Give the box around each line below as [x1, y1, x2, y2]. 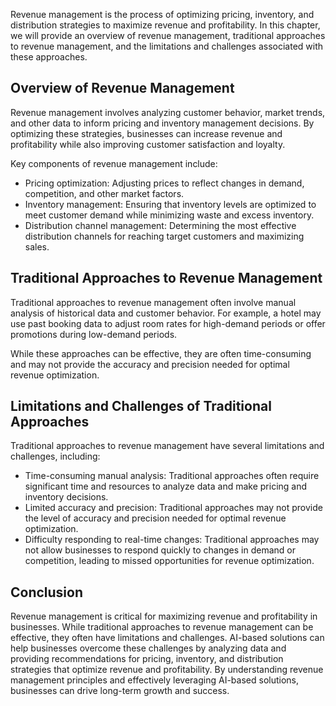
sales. [24, 240, 50, 253]
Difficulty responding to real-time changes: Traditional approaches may [24, 534, 320, 546]
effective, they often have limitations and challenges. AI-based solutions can [10, 632, 325, 644]
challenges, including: [10, 450, 101, 463]
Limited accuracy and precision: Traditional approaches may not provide [24, 502, 323, 514]
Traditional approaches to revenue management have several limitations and [10, 440, 325, 452]
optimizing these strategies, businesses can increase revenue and [10, 127, 283, 139]
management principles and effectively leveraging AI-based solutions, [10, 674, 300, 686]
